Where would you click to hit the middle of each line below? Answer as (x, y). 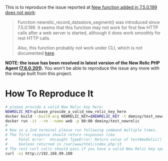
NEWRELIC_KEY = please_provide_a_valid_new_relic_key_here (66, 111)
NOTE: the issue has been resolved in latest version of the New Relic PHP (82, 63)
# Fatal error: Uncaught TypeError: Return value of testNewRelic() (84, 139)
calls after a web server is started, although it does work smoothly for (89, 33)
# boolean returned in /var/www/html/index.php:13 (63, 144)
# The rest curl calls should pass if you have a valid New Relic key (80, 149)
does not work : (21, 12)
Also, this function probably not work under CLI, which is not (80, 48)
